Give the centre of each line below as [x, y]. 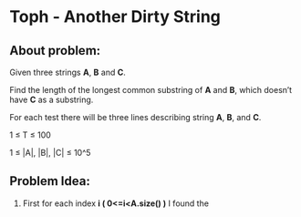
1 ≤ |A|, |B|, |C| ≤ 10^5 [50, 153]
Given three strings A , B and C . [67, 72]
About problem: [55, 51]
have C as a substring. [52, 99]
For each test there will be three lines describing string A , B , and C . [135, 117]
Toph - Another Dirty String [115, 17]
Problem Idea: [50, 181]
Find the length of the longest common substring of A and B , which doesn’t [151, 90]
